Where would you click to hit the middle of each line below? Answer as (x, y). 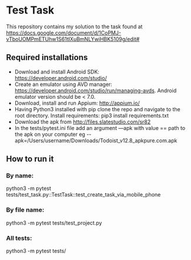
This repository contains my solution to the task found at (74, 26)
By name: (20, 176)
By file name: (25, 210)
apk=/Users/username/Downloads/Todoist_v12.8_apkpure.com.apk (96, 140)
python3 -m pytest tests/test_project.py (54, 223)
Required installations (47, 57)
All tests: (19, 238)
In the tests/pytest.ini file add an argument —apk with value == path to (100, 128)
